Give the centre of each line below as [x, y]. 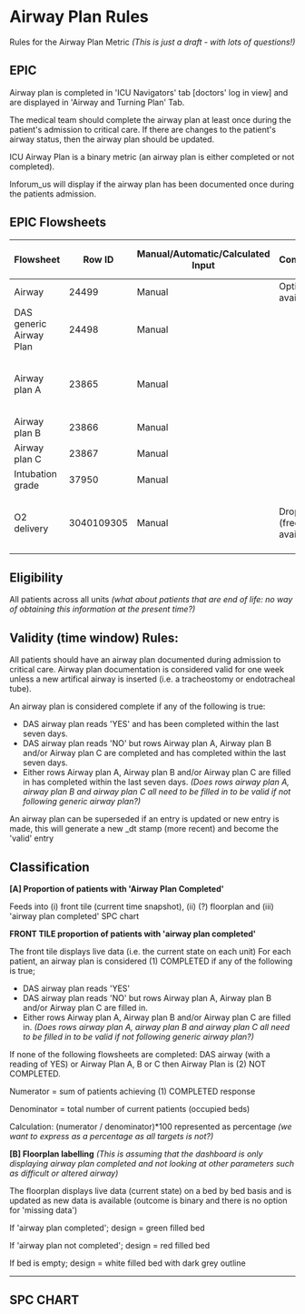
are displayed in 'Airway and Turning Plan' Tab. [97, 102]
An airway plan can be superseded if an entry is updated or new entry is [144, 819]
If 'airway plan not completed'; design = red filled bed [110, 1245]
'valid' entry [32, 838]
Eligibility [36, 577]
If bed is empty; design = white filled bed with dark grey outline [128, 1263]
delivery [31, 528]
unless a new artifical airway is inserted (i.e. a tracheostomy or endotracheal [152, 679]
